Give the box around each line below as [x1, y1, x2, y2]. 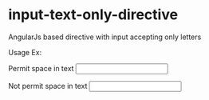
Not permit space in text [8, 81, 88, 90]
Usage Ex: [8, 47, 42, 57]
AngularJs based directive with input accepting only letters [8, 32, 202, 42]
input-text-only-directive [8, 6, 178, 24]
